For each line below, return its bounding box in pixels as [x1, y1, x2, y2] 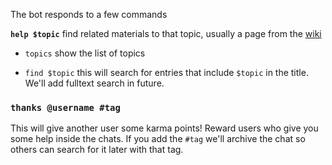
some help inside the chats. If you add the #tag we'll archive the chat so [10, 133, 306, 145]
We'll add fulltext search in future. [24, 77, 165, 89]
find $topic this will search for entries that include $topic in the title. [24, 67, 309, 78]
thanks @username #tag [10, 102, 121, 113]
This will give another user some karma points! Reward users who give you [10, 122, 319, 134]
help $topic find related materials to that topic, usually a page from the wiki [10, 28, 322, 39]
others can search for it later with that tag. [10, 144, 184, 156]
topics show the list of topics [24, 47, 146, 59]
